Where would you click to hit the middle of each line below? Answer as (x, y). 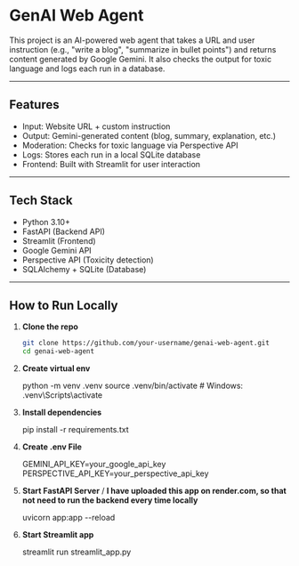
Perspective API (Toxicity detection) (88, 260)
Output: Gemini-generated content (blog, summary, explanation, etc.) (149, 135)
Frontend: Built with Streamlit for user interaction (111, 164)
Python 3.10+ (46, 222)
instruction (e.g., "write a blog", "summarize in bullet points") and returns (143, 49)
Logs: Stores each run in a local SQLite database (111, 154)
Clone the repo (50, 327)
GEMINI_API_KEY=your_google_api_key (94, 465)
